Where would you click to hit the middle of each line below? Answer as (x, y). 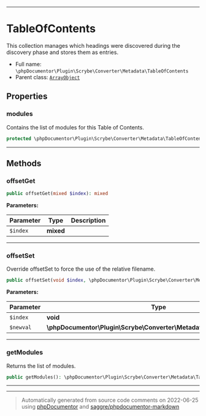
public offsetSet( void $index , (46, 280)
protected (19, 139)
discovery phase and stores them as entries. (62, 52)
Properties (27, 97)
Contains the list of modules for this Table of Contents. (75, 127)
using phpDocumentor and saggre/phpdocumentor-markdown (100, 407)
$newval (21, 328)
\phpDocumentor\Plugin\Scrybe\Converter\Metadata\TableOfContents (102, 71)
